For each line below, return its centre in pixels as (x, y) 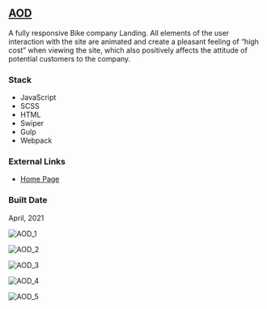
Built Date (28, 200)
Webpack (36, 140)
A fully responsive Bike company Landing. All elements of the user (119, 32)
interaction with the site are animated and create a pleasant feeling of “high (133, 41)
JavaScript (38, 97)
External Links (37, 161)
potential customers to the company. (70, 58)
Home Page (40, 179)
